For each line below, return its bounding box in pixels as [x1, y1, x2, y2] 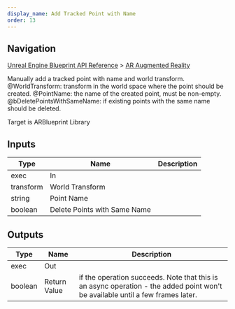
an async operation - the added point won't [78, 281, 222, 291]
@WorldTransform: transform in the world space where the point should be [7, 82, 224, 91]
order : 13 [7, 17, 36, 24]
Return [44, 277, 66, 287]
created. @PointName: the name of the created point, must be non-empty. [7, 89, 222, 98]
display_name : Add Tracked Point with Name [7, 10, 136, 17]
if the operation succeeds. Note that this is [78, 272, 218, 282]
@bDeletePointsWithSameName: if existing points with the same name [7, 97, 211, 106]
